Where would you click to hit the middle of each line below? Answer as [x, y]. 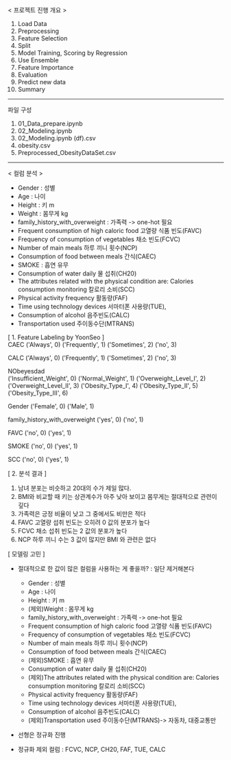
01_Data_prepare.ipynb [50, 123]
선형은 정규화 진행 [41, 735]
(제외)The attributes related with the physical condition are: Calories [123, 677]
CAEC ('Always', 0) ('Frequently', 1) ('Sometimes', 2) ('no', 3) [93, 344]
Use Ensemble [38, 60]
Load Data [32, 24]
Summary [31, 89]
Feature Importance [46, 68]
